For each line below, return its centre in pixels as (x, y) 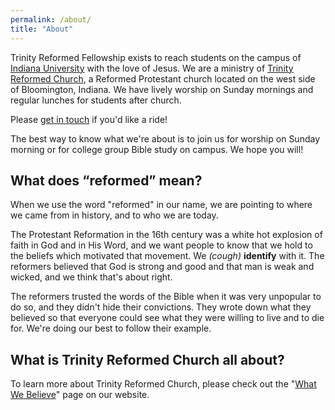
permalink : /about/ (51, 19)
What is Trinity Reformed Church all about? (147, 359)
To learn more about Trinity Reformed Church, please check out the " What (163, 384)
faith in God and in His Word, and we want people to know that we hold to (161, 245)
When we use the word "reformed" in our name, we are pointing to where (161, 205)
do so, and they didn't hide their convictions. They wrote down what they (161, 307)
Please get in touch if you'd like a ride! (89, 119)
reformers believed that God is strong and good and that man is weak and (162, 267)
